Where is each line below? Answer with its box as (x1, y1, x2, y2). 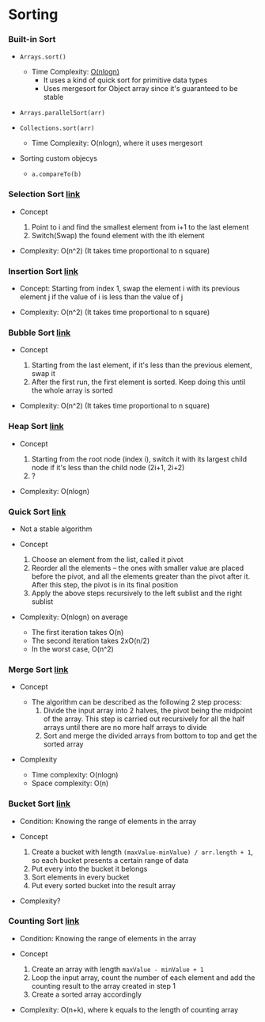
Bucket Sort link (8, 798, 71, 809)
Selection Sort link (8, 188, 81, 199)
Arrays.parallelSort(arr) (19, 109, 105, 117)
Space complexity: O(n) (31, 778, 109, 788)
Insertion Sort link (8, 265, 79, 276)
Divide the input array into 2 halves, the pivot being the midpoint (43, 706, 253, 716)
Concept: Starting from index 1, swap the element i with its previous (19, 283, 240, 294)
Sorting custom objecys (19, 154, 97, 163)
